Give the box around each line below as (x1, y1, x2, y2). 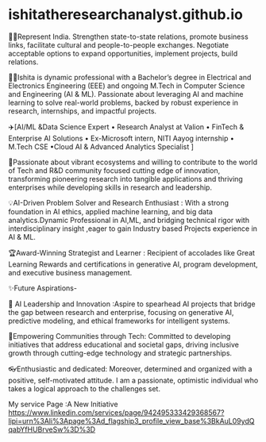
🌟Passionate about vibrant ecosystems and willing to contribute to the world (8, 157, 258, 167)
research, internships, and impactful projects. (8, 106, 157, 116)
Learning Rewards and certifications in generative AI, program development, (8, 259, 258, 269)
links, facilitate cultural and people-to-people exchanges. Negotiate (8, 40, 229, 49)
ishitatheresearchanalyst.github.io (8, 6, 244, 24)
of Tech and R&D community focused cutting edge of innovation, (8, 165, 221, 175)
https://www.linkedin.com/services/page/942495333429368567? (8, 407, 225, 417)
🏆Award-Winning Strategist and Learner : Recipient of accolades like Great (8, 248, 256, 257)
